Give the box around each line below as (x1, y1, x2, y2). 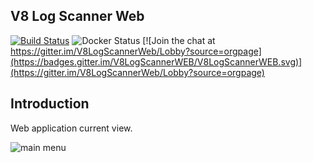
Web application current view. (10, 122, 133, 134)
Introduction (10, 95, 90, 113)
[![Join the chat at (142, 34, 216, 46)
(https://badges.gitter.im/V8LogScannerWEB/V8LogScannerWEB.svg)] (10, 55, 303, 68)
